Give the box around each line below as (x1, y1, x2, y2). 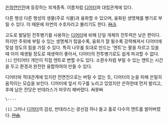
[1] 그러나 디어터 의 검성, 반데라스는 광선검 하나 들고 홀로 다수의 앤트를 (5, 106, 143, 112)
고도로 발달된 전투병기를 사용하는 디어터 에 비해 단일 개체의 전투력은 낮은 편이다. (5, 32, 161, 38)
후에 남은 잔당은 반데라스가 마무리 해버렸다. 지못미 (5, 87, 104, 92)
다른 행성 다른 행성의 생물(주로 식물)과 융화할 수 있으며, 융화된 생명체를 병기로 (5, 15, 157, 21)
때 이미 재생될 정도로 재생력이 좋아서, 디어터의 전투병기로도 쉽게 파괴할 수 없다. (5, 51, 159, 57)
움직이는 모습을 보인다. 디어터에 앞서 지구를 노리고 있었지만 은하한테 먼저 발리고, (5, 80, 162, 86)
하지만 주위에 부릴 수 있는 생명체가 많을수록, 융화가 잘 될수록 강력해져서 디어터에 (5, 38, 162, 44)
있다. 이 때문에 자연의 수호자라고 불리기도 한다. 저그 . (16, 22, 118, 27)
